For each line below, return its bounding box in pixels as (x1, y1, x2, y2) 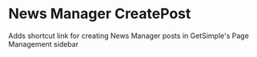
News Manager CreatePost (8, 5, 191, 23)
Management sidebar (8, 39, 78, 48)
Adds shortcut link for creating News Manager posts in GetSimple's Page (8, 31, 250, 40)
